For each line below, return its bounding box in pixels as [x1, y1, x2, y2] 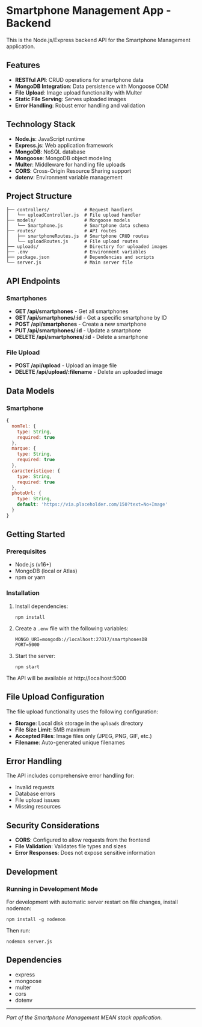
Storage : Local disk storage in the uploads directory [14, 719, 143, 727]
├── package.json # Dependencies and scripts [6, 254, 155, 261]
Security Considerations [6, 820, 100, 831]
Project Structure [6, 191, 72, 201]
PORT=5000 [14, 642, 40, 648]
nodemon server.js [6, 939, 52, 945]
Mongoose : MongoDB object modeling [14, 154, 112, 161]
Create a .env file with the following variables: [14, 624, 129, 632]
